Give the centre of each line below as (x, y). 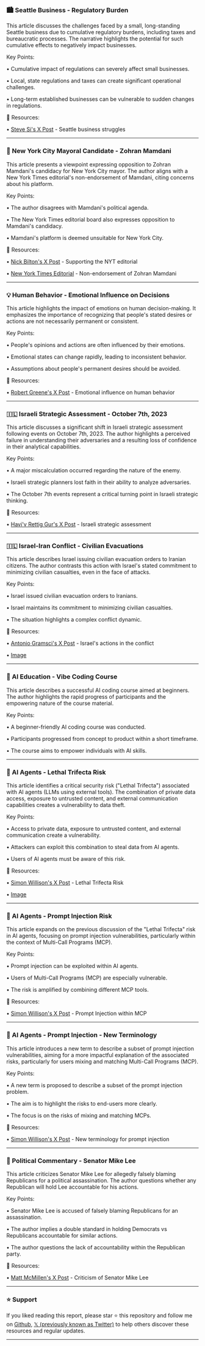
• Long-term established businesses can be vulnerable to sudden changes (100, 99)
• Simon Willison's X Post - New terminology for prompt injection (88, 1139)
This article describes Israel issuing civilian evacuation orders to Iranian (96, 559)
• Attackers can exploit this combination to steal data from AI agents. (93, 847)
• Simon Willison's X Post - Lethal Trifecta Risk (65, 883)
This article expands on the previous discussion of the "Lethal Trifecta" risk (101, 929)
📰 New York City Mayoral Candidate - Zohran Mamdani (89, 151)
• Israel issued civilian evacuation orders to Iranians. (72, 596)
